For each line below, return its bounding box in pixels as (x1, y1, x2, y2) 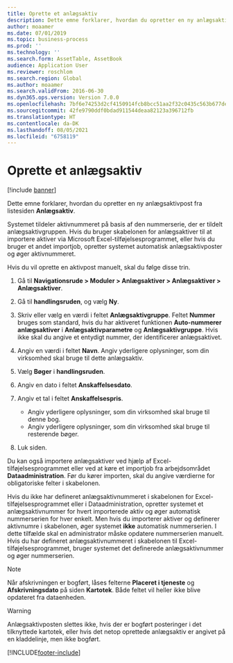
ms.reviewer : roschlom (7, 68, 73, 75)
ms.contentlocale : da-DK (7, 120, 79, 127)
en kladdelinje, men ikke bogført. (7, 635, 101, 644)
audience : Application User (7, 62, 89, 69)
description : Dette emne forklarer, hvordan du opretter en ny (7, 17, 194, 24)
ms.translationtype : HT (7, 113, 76, 120)
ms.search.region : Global (7, 74, 82, 82)
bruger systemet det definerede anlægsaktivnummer (72, 544, 224, 552)
